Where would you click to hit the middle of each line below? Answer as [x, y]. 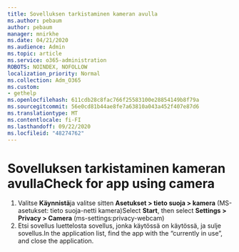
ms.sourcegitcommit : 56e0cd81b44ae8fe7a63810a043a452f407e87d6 [103, 107]
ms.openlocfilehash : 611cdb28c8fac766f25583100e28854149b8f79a [103, 100]
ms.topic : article [35, 54]
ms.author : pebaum [35, 21]
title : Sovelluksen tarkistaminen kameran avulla [83, 14]
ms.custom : [24, 87]
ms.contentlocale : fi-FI [44, 120]
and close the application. [56, 241]
